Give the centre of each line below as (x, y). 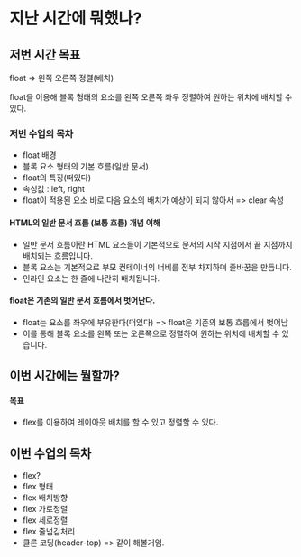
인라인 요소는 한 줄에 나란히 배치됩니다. (91, 278)
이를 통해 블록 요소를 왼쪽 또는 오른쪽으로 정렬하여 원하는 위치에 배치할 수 (151, 333)
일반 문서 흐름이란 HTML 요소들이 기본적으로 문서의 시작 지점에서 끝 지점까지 (157, 244)
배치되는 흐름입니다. (57, 256)
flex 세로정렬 (45, 520)
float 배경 (39, 155)
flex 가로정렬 (45, 509)
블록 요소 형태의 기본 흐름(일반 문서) (85, 167)
